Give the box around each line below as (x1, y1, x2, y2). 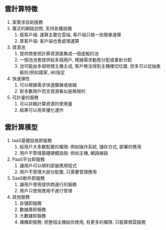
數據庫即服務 (19, 206, 46, 212)
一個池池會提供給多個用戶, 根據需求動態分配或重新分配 (19, 57, 132, 63)
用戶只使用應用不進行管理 (19, 187, 73, 193)
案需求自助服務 (12, 19, 43, 25)
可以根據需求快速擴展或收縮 (19, 82, 77, 88)
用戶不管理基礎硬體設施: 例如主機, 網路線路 (19, 150, 108, 156)
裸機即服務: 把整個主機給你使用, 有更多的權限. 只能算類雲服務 (19, 219, 146, 225)
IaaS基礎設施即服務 (12, 137, 52, 143)
